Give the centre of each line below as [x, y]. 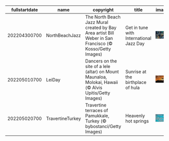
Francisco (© [99, 43]
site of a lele [98, 66]
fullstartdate [25, 9]
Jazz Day [135, 43]
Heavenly [135, 116]
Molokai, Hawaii [102, 82]
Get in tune [137, 27]
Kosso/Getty [98, 48]
